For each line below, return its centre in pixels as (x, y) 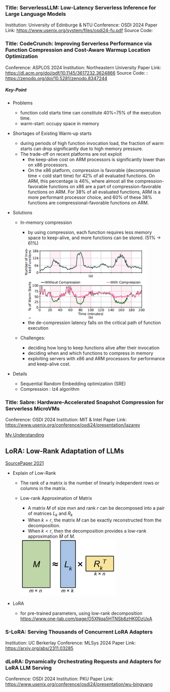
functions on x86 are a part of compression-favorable (105, 186)
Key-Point (16, 90)
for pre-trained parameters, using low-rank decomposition (81, 613)
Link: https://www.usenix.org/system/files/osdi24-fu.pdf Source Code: (79, 31)
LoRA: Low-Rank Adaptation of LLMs (65, 451)
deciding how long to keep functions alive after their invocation (94, 348)
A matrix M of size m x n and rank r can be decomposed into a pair (96, 508)
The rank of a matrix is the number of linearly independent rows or (90, 483)
